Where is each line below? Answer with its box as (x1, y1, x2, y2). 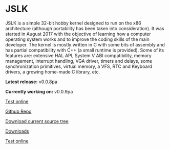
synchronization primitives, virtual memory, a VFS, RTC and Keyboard (5, 63, 153, 69)
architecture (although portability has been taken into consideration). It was (5, 25, 164, 31)
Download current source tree (5, 118, 69, 124)
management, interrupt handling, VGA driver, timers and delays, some (5, 58, 153, 64)
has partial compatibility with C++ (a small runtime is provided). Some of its (5, 47, 164, 53)
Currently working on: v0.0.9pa (5, 88, 73, 94)
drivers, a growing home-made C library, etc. (5, 68, 100, 74)
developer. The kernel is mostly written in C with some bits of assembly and (5, 41, 165, 47)
